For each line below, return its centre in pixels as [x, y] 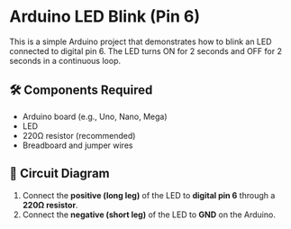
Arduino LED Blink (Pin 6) [105, 17]
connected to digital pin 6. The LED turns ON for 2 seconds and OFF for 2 [145, 50]
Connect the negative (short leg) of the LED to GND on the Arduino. [149, 215]
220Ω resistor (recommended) [79, 135]
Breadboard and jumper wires [77, 145]
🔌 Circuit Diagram [59, 174]
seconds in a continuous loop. [65, 60]
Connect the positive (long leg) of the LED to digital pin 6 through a [149, 195]
